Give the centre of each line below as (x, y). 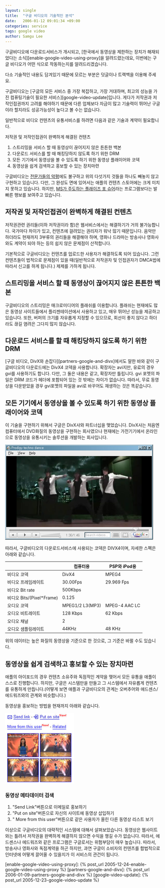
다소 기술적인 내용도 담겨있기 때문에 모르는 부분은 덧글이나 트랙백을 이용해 (76, 75)
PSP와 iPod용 (123, 566)
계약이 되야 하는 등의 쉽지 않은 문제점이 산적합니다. (63, 243)
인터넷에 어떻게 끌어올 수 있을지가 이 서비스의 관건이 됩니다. (62, 854)
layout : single (21, 10)
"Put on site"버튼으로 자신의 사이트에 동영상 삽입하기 (63, 813)
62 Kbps (114, 613)
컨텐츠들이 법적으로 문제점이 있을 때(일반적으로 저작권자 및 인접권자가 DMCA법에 (83, 260)
